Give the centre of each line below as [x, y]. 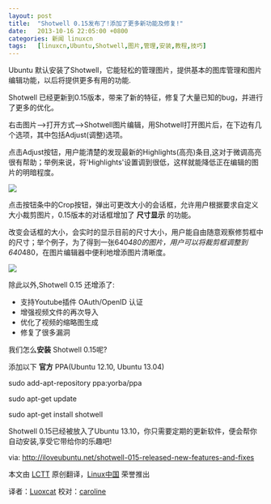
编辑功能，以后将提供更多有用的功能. [70, 80]
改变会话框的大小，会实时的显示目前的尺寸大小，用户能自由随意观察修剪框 [132, 233]
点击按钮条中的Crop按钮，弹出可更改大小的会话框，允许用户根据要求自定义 [133, 205]
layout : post [30, 16]
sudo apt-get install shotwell [56, 415]
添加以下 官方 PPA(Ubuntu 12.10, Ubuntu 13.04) [87, 367]
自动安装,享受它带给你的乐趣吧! [60, 442]
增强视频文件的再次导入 [59, 312]
